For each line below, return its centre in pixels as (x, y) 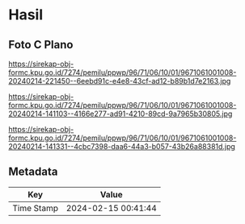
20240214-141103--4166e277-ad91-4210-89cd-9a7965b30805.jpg (120, 114)
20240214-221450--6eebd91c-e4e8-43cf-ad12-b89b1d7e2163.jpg (120, 81)
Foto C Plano (41, 45)
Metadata (33, 172)
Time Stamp (36, 208)
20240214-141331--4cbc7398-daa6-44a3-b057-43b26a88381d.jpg (122, 146)
